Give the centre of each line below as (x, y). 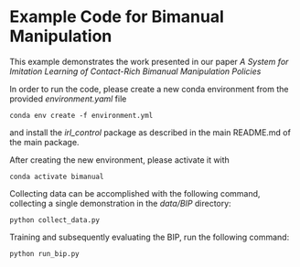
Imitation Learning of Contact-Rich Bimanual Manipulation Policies (135, 71)
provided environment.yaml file (68, 99)
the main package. (44, 142)
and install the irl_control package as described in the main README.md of (150, 132)
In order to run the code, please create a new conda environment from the (149, 89)
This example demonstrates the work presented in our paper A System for (149, 61)
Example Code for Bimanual (117, 17)
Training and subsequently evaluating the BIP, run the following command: (150, 237)
